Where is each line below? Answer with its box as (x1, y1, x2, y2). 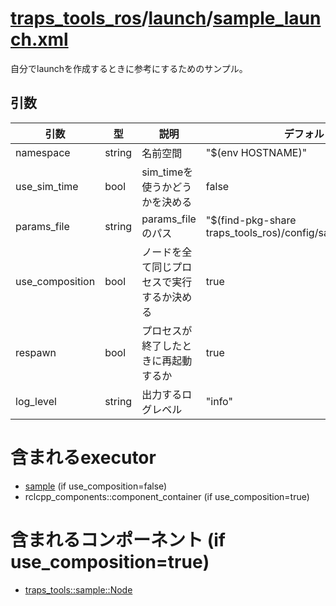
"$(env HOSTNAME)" (205, 145, 308, 159)
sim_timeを (141, 165, 194, 179)
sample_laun (213, 7, 322, 30)
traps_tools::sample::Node (24, 583, 133, 596)
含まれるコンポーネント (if (10, 528, 226, 551)
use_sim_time (15, 179, 79, 193)
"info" (205, 394, 233, 408)
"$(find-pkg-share (205, 213, 297, 227)
